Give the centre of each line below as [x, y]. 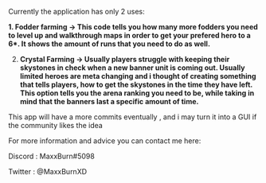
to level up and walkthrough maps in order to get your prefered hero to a [129, 35]
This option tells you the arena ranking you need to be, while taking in [137, 93]
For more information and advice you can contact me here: [105, 141]
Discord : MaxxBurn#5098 [52, 156]
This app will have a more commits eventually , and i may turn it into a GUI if [133, 117]
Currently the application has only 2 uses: [76, 12]
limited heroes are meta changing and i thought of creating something [138, 76]
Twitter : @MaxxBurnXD [48, 171]
